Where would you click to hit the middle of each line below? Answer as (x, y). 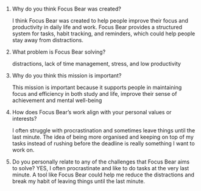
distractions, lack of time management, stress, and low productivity (97, 64)
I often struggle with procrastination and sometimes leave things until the (104, 130)
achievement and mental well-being (57, 100)
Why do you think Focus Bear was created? (67, 9)
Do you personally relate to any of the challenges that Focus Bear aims (101, 162)
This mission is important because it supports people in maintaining (97, 87)
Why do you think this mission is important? (67, 75)
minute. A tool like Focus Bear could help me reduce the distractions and (103, 175)
